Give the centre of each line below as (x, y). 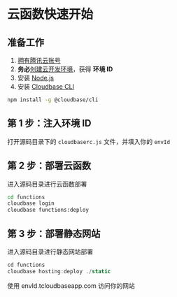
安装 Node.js (36, 78)
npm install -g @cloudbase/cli (53, 100)
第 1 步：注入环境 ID (50, 123)
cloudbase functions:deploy (48, 210)
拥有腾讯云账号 (39, 60)
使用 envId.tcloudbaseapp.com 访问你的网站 (71, 285)
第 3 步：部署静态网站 (54, 234)
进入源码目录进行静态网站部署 (50, 252)
